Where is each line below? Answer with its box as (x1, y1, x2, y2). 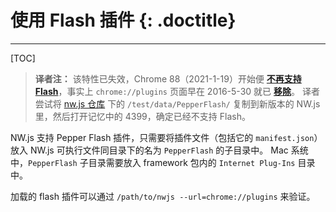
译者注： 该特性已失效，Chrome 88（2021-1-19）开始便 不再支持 (34, 72, 302, 85)
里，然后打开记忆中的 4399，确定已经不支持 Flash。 (34, 110, 251, 122)
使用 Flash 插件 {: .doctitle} (10, 9, 237, 32)
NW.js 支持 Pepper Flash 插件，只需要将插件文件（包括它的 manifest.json (10, 131, 315, 143)
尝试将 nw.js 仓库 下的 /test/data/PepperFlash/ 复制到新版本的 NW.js (34, 97, 321, 110)
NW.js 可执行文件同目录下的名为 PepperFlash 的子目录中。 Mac (29, 144, 289, 156)
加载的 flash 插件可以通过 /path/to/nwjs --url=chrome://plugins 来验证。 (10, 190, 316, 202)
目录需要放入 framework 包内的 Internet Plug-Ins (88, 156, 296, 168)
